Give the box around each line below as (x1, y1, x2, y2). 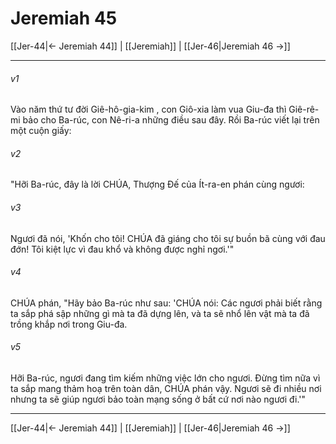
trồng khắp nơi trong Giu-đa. (10, 318, 128, 330)
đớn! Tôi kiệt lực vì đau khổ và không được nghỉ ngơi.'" (10, 243, 235, 255)
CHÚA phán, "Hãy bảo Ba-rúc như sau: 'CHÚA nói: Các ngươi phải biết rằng (10, 297, 323, 309)
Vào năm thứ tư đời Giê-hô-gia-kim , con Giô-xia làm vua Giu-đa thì (10, 103, 287, 116)
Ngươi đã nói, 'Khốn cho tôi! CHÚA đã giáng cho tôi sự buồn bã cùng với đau (10, 232, 326, 244)
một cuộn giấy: (10, 125, 72, 137)
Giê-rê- (288, 103, 320, 116)
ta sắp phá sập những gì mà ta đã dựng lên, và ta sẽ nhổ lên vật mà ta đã (10, 307, 310, 319)
